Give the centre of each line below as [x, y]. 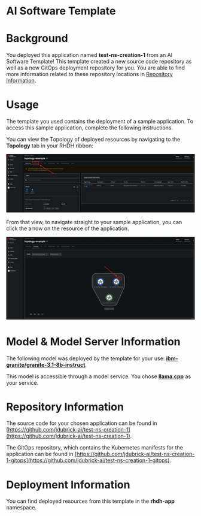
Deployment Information [68, 485]
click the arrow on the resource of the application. [68, 228]
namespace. [22, 508]
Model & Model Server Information [93, 341]
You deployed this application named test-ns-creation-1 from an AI [89, 55]
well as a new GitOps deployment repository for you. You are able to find [96, 68]
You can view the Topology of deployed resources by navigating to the [93, 140]
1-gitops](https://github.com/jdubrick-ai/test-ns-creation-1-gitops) [88, 460]
